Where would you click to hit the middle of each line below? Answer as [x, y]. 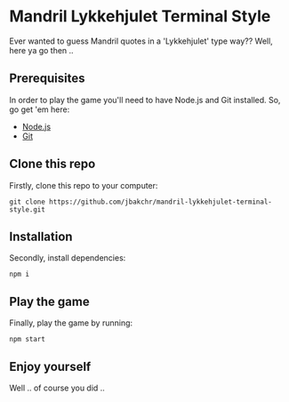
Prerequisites [47, 79]
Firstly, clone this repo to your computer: [84, 185]
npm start [28, 340]
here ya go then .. [41, 50]
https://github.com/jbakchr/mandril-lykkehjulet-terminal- [161, 202]
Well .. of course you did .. [57, 388]
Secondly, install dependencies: [68, 258]
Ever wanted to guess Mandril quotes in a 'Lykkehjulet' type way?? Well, [141, 41]
